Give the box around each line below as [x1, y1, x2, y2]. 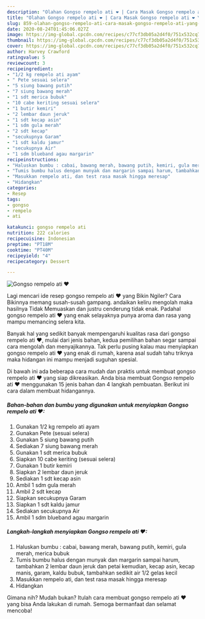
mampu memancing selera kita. [7, 318, 86, 325]
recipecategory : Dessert [7, 258, 70, 264]
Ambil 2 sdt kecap [15, 488, 61, 495]
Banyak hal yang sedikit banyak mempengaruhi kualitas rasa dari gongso [7, 330, 190, 338]
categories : [7, 185, 37, 191]
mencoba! [7, 607, 32, 614]
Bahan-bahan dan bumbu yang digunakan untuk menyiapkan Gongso [7, 401, 189, 408]
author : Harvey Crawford [7, 49, 70, 55]
